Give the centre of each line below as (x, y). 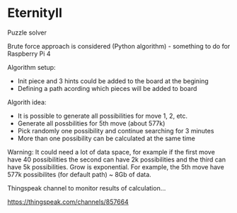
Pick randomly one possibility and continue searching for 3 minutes (116, 130)
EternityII (35, 13)
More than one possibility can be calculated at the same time (106, 138)
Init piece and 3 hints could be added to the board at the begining (113, 81)
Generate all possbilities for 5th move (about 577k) (91, 123)
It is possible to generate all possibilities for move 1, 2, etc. (103, 116)
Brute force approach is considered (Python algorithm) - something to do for (119, 46)
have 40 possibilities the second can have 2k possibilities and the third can (117, 159)
